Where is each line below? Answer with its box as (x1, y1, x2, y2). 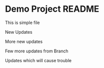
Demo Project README (5, 3, 100, 15)
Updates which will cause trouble (5, 57, 72, 63)
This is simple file (5, 20, 40, 25)
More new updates (5, 38, 43, 45)
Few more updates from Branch (5, 48, 69, 54)
